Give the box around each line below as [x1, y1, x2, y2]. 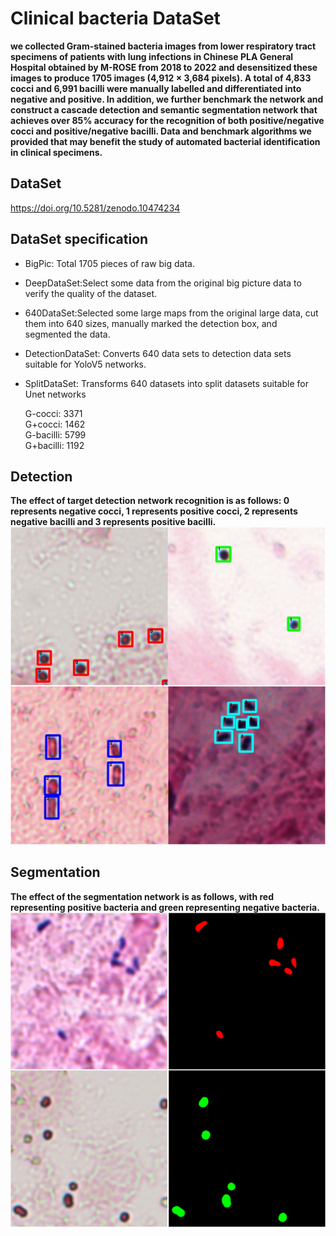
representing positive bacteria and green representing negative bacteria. [10, 901, 320, 913]
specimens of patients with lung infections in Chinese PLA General [10, 50, 294, 62]
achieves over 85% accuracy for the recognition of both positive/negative [10, 114, 325, 126]
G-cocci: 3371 [24, 407, 83, 419]
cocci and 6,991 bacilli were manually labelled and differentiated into [10, 82, 302, 94]
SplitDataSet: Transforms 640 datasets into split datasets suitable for [24, 377, 309, 389]
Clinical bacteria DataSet [10, 7, 221, 30]
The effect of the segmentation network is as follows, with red [10, 890, 274, 902]
